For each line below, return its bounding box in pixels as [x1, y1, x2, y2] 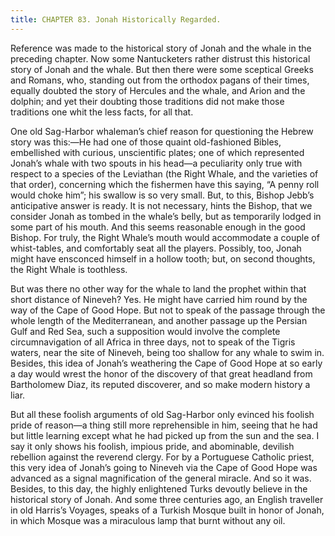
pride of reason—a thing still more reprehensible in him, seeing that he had [10, 419, 318, 431]
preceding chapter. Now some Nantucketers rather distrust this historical [10, 52, 311, 65]
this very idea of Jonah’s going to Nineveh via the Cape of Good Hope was [10, 461, 318, 473]
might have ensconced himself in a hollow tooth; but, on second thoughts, [10, 252, 316, 265]
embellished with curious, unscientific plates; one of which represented [10, 146, 305, 158]
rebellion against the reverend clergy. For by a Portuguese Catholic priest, [10, 451, 315, 463]
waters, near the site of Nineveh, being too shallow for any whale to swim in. [10, 346, 325, 358]
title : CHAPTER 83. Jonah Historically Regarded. [10, 14, 222, 25]
